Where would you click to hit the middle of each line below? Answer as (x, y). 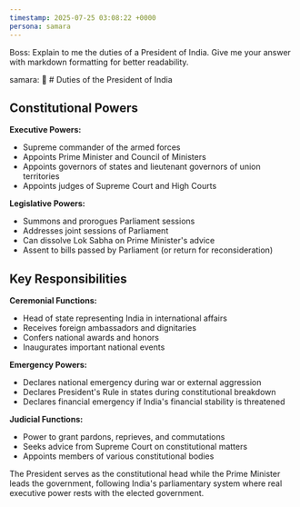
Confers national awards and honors (90, 338)
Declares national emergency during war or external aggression (142, 383)
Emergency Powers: (49, 365)
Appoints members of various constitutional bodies (118, 456)
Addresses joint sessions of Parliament (95, 231)
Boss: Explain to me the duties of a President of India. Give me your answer (150, 52)
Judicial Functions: (46, 420)
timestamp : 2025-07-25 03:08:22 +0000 (83, 18)
